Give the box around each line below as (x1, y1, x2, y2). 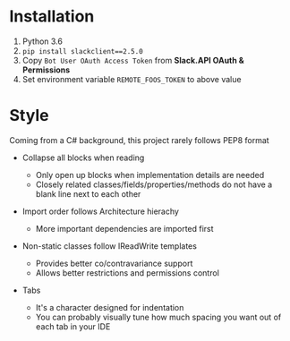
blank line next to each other (35, 188, 141, 199)
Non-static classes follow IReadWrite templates (21, 240, 197, 251)
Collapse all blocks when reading (21, 152, 145, 163)
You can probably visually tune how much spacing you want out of (35, 311, 282, 322)
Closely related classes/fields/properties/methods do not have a (35, 179, 273, 190)
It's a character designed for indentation (35, 302, 184, 312)
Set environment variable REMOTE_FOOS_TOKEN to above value (21, 73, 242, 84)
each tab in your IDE (35, 320, 111, 332)
